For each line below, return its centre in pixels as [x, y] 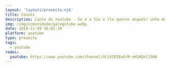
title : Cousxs [20, 15]
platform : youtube [25, 33]
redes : [12, 52]
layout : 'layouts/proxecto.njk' [39, 10]
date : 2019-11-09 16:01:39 [34, 29]
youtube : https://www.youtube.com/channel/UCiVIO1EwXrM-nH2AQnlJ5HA [83, 57]
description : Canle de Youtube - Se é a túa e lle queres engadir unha [82, 19]
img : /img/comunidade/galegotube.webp [46, 24]
